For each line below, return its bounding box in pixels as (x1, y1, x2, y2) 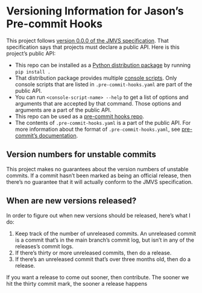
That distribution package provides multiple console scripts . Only (14, 74, 177, 81)
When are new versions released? (6, 196, 137, 206)
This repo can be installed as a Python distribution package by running (14, 61, 191, 69)
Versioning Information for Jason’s (6, 4, 184, 18)
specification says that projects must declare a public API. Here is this (6, 43, 180, 51)
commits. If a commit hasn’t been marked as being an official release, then (6, 172, 192, 179)
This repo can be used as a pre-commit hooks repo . (14, 113, 145, 120)
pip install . (14, 69, 51, 75)
